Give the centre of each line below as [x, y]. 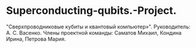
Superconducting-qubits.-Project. [92, 11]
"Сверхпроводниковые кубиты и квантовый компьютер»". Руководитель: [98, 27]
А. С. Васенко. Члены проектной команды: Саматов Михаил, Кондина [94, 32]
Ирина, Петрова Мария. [36, 39]
